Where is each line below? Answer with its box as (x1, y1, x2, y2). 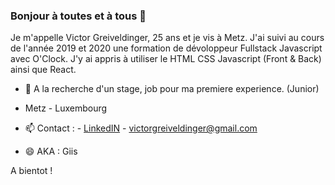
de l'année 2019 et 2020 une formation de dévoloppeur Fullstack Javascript (10, 42, 323, 54)
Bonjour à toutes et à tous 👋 (10, 9, 147, 23)
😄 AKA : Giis (24, 145, 78, 158)
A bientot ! (10, 165, 53, 177)
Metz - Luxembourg (24, 102, 108, 114)
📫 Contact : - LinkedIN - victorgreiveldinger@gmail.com (24, 122, 258, 134)
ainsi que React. (10, 64, 77, 76)
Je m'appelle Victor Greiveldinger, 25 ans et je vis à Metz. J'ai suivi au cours (10, 32, 325, 44)
